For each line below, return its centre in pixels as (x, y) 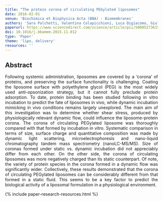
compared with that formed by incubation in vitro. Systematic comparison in (81, 128)
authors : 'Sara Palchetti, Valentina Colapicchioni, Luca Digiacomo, (77, 23)
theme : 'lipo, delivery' (30, 41)
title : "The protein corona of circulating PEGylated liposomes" (72, 9)
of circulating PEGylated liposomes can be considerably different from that (81, 174)
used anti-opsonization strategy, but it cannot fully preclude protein (81, 92)
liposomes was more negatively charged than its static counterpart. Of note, (81, 159)
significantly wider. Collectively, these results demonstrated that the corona (81, 170)
